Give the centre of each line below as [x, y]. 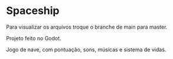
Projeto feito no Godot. [34, 38]
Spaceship [33, 11]
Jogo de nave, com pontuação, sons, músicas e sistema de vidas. [86, 49]
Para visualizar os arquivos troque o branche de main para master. [87, 27]
